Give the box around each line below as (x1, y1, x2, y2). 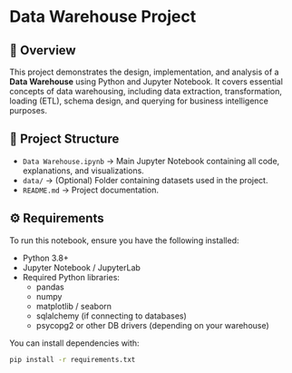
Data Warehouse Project (9, 6, 197, 27)
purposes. (9, 105, 48, 115)
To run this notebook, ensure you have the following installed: (9, 234, 239, 246)
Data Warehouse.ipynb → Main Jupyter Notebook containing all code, (22, 155, 280, 166)
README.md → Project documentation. (22, 184, 160, 195)
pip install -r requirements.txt (9, 355, 136, 364)
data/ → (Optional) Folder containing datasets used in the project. (22, 174, 268, 185)
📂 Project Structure (9, 132, 120, 147)
